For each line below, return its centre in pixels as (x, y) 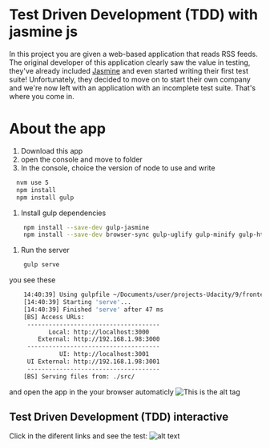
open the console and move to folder (82, 159)
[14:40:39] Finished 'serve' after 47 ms (93, 310)
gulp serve (42, 265)
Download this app (52, 150)
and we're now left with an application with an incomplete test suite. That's (132, 88)
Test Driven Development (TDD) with (134, 15)
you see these (32, 280)
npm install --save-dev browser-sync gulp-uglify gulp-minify (129, 235)
